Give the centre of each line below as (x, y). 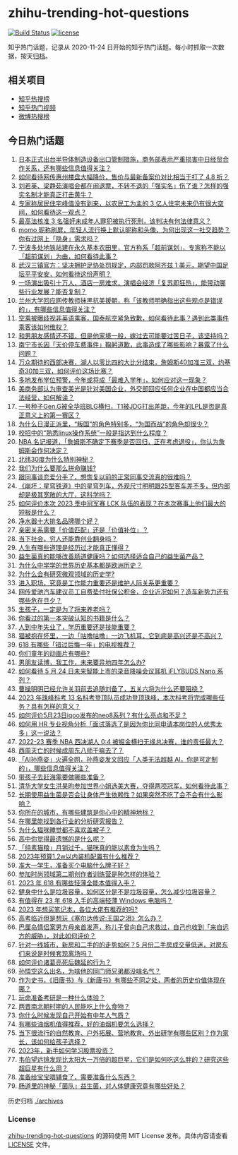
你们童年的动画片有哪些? (54, 653)
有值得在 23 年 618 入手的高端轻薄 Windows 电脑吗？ (95, 900)
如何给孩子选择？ (62, 1041)
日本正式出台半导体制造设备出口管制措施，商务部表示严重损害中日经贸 (120, 159)
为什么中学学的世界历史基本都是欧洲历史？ (80, 565)
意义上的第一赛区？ (52, 415)
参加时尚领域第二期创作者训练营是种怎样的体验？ (89, 874)
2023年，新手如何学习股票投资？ (66, 1051)
